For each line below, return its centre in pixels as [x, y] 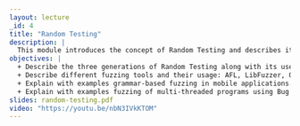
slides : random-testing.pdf [62, 100]
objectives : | [36, 59]
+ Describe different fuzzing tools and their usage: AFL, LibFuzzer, [151, 75]
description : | [37, 42]
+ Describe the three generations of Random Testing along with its [147, 67]
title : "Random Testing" [55, 34]
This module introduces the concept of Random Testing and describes [149, 51]
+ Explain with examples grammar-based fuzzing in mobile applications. [155, 83]
